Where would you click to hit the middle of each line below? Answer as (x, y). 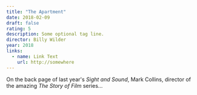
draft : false (23, 23)
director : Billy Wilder (36, 40)
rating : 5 (19, 29)
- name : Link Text (35, 57)
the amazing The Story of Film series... (55, 85)
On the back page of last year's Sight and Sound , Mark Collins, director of (99, 79)
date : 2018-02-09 (28, 17)
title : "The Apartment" (36, 12)
